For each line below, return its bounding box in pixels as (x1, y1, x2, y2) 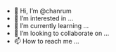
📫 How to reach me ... (13, 37, 79, 45)
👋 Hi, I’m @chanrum (13, 7, 72, 15)
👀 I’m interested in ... (13, 14, 74, 22)
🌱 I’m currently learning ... (13, 22, 89, 30)
